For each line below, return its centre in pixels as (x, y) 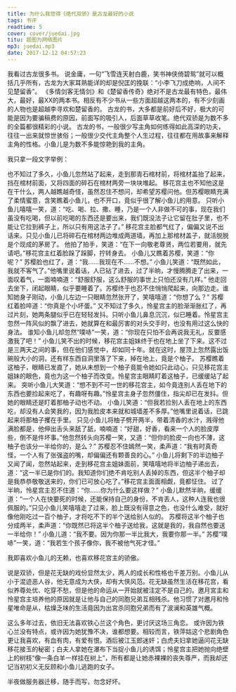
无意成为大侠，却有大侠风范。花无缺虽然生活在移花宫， (142, 581)
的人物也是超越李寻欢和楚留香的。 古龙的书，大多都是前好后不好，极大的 (113, 109)
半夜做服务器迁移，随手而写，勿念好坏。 (66, 681)
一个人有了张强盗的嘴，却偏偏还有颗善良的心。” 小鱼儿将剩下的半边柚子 (122, 455)
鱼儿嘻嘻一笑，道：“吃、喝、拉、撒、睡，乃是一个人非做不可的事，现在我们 (117, 209)
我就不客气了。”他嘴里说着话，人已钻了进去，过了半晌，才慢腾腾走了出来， (115, 270)
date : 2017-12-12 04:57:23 (47, 53)
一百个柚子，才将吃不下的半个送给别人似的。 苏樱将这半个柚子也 (131, 516)
